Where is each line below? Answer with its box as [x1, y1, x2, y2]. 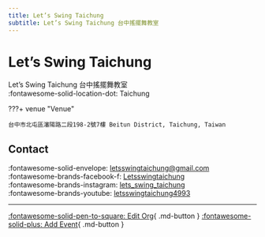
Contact [8, 142, 49, 156]
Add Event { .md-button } [44, 220, 125, 229]
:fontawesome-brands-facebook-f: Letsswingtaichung [8, 171, 185, 182]
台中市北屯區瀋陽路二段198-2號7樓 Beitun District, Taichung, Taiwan [8, 121, 226, 129]
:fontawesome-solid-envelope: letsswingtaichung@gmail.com [8, 164, 210, 173]
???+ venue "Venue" [8, 104, 75, 114]
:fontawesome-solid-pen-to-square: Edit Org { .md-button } [8, 211, 200, 221]
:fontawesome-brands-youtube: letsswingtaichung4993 [8, 189, 191, 198]
